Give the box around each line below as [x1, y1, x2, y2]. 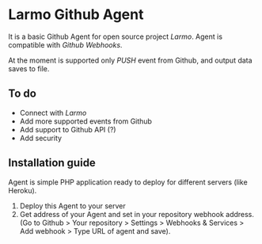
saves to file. [8, 63, 50, 73]
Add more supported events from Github [19, 116, 153, 126]
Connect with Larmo [19, 108, 87, 117]
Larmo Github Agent [8, 6, 144, 24]
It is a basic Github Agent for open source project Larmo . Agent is [8, 32, 223, 41]
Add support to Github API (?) [19, 124, 116, 134]
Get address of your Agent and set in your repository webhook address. [19, 209, 255, 219]
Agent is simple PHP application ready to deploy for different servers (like [8, 177, 248, 187]
